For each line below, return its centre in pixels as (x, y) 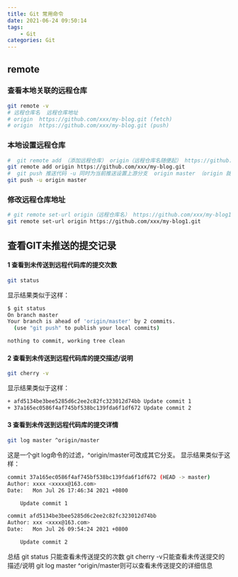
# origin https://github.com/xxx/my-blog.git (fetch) (90, 119)
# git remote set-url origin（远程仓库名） (69, 215)
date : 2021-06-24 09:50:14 (47, 21)
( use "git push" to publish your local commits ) (87, 328)
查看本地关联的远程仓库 (47, 91)
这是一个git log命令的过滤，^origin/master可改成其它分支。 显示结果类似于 (116, 455)
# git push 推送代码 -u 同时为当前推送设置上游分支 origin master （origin (115, 174)
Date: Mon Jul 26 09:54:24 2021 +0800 (68, 529)
